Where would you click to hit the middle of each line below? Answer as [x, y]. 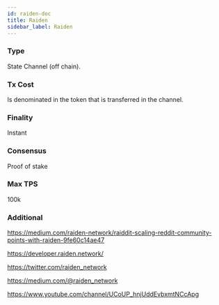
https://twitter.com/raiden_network [57, 267]
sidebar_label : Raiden [40, 27]
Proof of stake [27, 166]
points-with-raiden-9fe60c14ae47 [56, 240]
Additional [25, 217]
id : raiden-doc [29, 14]
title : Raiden [28, 20]
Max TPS [23, 184]
